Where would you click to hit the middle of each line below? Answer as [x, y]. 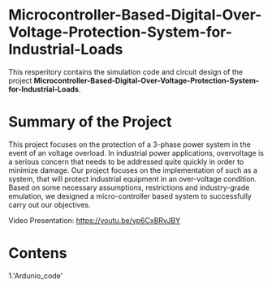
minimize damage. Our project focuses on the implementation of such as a [133, 170]
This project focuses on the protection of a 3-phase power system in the [130, 144]
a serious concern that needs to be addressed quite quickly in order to [126, 161]
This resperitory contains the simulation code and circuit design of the [126, 71]
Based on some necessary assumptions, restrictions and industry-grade [129, 187]
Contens [38, 254]
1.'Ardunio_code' [36, 275]
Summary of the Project [90, 122]
